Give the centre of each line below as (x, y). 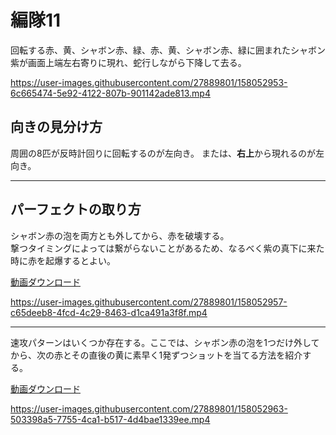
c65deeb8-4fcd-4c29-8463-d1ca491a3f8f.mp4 (109, 312)
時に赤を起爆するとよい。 (63, 260)
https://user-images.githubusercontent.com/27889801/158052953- (149, 82)
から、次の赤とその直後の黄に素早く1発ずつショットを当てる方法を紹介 (156, 355)
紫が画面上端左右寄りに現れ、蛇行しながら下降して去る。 (128, 62)
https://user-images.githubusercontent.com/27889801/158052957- (149, 302)
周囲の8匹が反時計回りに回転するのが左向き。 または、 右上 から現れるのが (163, 153)
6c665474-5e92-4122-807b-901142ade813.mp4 (110, 93)
